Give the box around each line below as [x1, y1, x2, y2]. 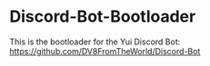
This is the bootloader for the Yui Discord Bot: [9, 36, 181, 47]
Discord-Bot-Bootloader [9, 6, 196, 27]
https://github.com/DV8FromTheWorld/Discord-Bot [9, 45, 201, 56]
